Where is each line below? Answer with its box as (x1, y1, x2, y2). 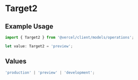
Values (5, 57, 27, 65)
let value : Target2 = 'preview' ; (5, 44, 73, 48)
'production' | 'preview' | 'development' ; (5, 70, 95, 75)
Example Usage (5, 22, 54, 31)
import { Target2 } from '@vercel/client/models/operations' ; (5, 35, 134, 40)
